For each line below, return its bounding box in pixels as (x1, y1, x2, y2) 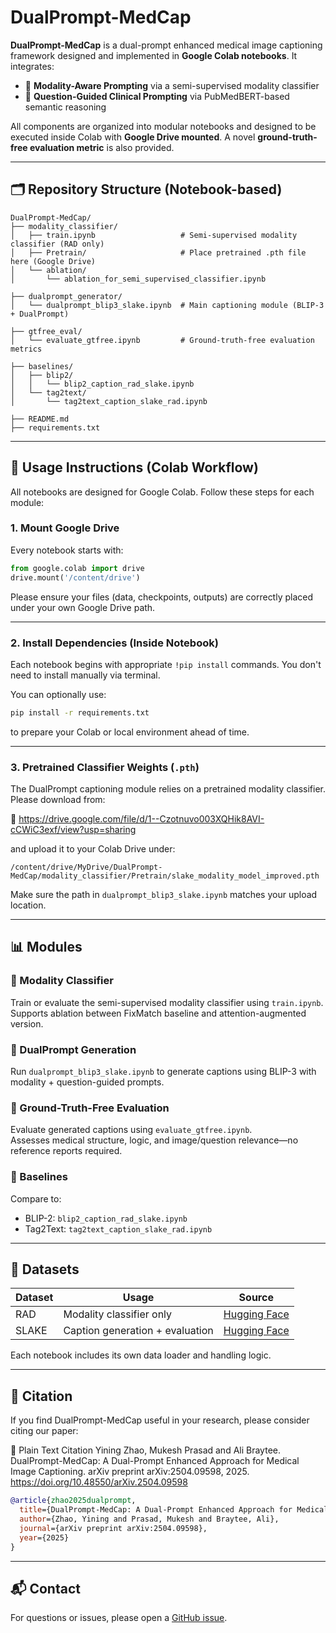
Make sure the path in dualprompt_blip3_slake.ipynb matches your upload (10, 889, 318, 901)
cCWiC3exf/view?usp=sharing (10, 824, 137, 836)
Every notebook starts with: (10, 544, 124, 556)
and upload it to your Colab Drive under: (10, 843, 176, 855)
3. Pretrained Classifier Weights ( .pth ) (10, 760, 200, 774)
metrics (10, 344, 43, 354)
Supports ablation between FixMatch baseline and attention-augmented (10, 1007, 307, 1019)
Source (238, 1291, 274, 1305)
